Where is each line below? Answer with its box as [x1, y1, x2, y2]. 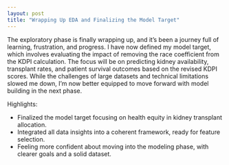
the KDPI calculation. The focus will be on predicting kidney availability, [7, 57, 209, 65]
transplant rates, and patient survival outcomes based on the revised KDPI [7, 65, 218, 73]
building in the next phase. [7, 87, 83, 95]
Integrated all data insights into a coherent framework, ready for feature [17, 128, 221, 136]
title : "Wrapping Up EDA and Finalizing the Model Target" [7, 16, 180, 23]
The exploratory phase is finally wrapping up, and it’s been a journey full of [7, 35, 219, 43]
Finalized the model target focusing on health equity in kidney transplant [17, 113, 222, 121]
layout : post [7, 10, 45, 17]
